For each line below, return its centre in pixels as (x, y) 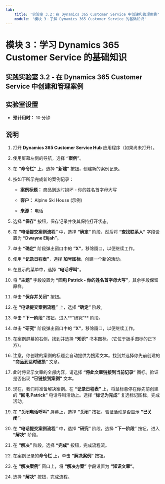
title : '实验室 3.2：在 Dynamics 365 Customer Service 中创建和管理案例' (87, 14)
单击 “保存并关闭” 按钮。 (38, 296)
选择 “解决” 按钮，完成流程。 (42, 477)
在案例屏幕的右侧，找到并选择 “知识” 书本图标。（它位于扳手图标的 (80, 339)
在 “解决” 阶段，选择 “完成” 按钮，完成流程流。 (61, 445)
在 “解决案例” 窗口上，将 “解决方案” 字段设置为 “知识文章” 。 (75, 466)
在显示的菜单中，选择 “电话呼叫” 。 (48, 269)
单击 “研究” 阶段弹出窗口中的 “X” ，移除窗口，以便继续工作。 (75, 328)
